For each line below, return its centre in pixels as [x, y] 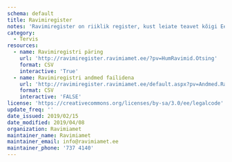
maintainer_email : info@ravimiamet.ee [63, 142]
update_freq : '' [30, 110]
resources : [23, 45]
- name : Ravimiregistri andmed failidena [74, 78]
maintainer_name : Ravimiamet [49, 135]
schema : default [30, 13]
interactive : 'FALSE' [50, 97]
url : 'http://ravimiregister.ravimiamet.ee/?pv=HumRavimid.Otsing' [118, 59]
